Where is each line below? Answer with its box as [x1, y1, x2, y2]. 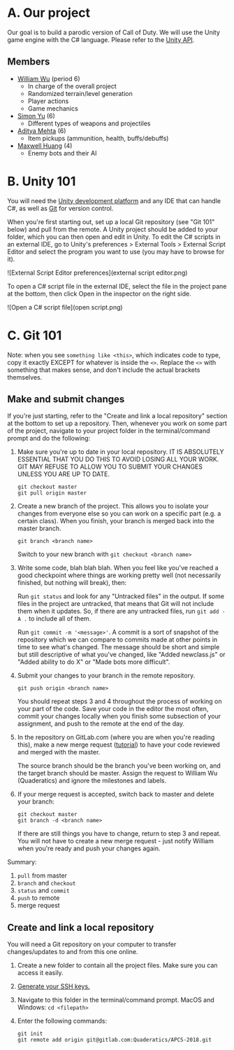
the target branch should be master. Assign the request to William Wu [17, 769, 218, 778]
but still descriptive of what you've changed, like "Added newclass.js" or [17, 650, 226, 659]
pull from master [17, 871, 68, 880]
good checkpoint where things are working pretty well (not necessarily [17, 571, 221, 579]
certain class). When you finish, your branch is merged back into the [17, 517, 214, 525]
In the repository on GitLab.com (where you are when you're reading [17, 733, 215, 742]
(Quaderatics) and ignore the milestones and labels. [17, 776, 167, 785]
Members [7, 56, 50, 68]
